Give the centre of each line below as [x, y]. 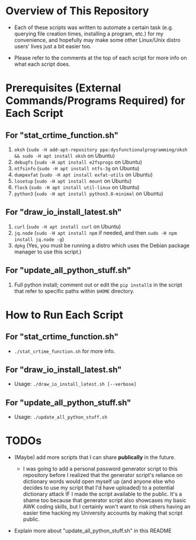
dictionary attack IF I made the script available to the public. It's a [102, 494]
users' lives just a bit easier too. [53, 46]
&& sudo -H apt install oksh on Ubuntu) [65, 155]
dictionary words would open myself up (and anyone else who [99, 481]
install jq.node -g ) [39, 239]
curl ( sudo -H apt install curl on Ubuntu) [68, 226]
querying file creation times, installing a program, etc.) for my [89, 33]
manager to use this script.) [48, 252]
